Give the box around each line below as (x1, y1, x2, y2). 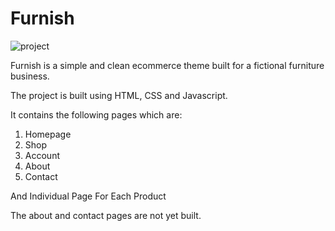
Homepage (24, 128, 72, 140)
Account (24, 149, 60, 161)
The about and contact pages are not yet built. (10, 209, 202, 221)
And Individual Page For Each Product (10, 190, 167, 202)
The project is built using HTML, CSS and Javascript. (10, 89, 228, 101)
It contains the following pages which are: (10, 108, 183, 121)
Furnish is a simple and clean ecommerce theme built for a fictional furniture (10, 59, 325, 71)
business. (10, 70, 50, 82)
